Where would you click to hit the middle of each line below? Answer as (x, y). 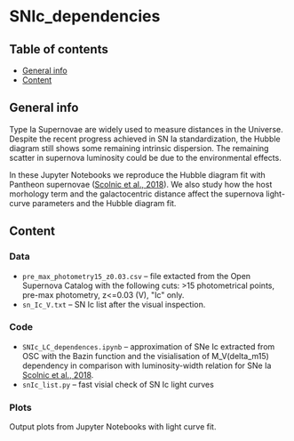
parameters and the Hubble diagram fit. (104, 203)
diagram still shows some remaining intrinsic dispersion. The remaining (139, 148)
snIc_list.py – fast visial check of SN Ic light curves (118, 384)
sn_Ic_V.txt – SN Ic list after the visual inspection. (114, 304)
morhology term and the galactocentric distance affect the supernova (137, 194)
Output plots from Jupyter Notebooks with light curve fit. (113, 427)
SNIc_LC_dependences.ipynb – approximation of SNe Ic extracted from (148, 346)
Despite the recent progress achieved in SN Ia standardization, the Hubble (145, 139)
